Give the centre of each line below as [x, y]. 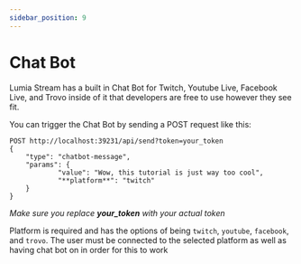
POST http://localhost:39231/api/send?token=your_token [116, 141]
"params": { [48, 165]
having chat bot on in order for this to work [89, 250]
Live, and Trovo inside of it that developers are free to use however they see [150, 97]
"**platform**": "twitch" [106, 180]
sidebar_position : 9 [48, 18]
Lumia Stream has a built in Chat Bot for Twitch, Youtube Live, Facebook [143, 88]
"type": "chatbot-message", [78, 156]
